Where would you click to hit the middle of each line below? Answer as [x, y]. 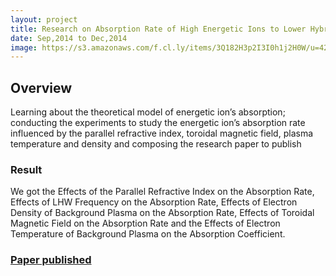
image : [24, 47]
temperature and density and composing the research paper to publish [156, 144]
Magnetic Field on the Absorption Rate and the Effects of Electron [145, 223]
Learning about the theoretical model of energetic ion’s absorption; [148, 112]
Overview [41, 87]
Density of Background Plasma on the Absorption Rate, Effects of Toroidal [162, 213]
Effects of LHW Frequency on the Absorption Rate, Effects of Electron [154, 202]
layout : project [44, 19]
